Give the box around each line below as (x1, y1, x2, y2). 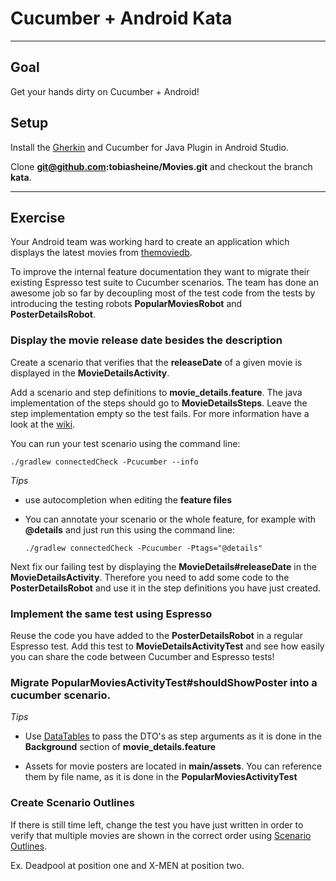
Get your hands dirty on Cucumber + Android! (10, 85, 200, 97)
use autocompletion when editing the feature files (24, 493, 233, 506)
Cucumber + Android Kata (10, 7, 233, 30)
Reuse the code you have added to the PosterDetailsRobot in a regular (10, 629, 303, 641)
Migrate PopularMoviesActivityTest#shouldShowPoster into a (10, 675, 318, 689)
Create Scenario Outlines (10, 796, 135, 810)
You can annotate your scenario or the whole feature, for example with (24, 513, 317, 525)
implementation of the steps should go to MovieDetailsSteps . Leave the (10, 397, 308, 409)
